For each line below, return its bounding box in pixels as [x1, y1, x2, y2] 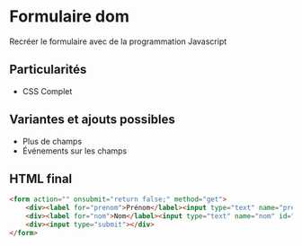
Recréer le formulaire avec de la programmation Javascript [9, 36, 227, 47]
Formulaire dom [9, 6, 130, 27]
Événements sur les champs [22, 145, 128, 156]
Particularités [9, 62, 87, 77]
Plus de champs [22, 136, 83, 146]
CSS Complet [22, 85, 73, 96]
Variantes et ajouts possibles [9, 112, 175, 127]
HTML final [9, 171, 73, 186]
